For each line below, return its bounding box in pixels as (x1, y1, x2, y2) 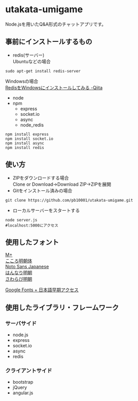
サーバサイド (5, 320, 37, 327)
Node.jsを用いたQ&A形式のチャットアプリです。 (5, 21, 106, 27)
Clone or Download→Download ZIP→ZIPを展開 (12, 181, 112, 187)
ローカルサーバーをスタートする (12, 207, 80, 213)
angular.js (12, 390, 34, 396)
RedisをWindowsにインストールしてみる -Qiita (5, 84, 103, 90)
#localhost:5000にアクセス (5, 223, 59, 228)
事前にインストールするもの (5, 37, 93, 46)
